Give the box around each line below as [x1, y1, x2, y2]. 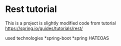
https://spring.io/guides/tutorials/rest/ [5, 25, 83, 31]
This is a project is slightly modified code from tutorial [5, 20, 116, 26]
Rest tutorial [5, 3, 57, 15]
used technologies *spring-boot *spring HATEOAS [5, 35, 109, 41]
